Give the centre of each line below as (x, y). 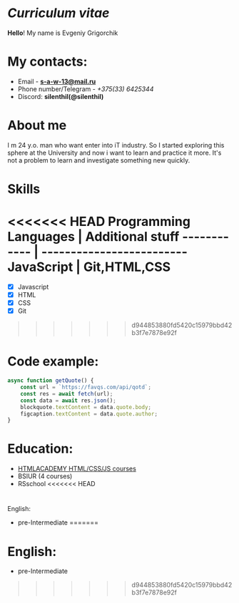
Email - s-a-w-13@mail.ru (57, 81)
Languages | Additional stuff (93, 237)
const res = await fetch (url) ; (67, 393)
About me (37, 125)
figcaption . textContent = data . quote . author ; (89, 414)
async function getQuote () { (51, 381)
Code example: (53, 362)
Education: (40, 449)
